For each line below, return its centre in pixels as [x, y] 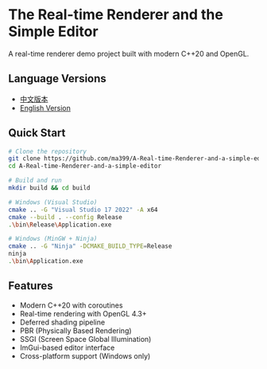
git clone [25, 159]
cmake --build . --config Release [66, 217]
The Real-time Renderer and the [116, 15]
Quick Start [37, 133]
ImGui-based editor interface [67, 347]
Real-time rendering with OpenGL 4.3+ [83, 313]
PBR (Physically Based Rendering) [76, 330]
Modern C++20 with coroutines [71, 305]
